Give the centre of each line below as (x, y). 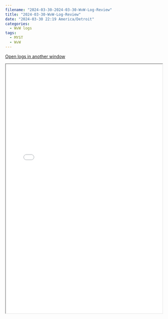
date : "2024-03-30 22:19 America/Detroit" (50, 19)
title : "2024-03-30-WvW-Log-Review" (43, 14)
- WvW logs (21, 28)
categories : (17, 24)
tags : (11, 33)
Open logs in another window (35, 56)
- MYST (16, 38)
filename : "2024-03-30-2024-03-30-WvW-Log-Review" (59, 10)
